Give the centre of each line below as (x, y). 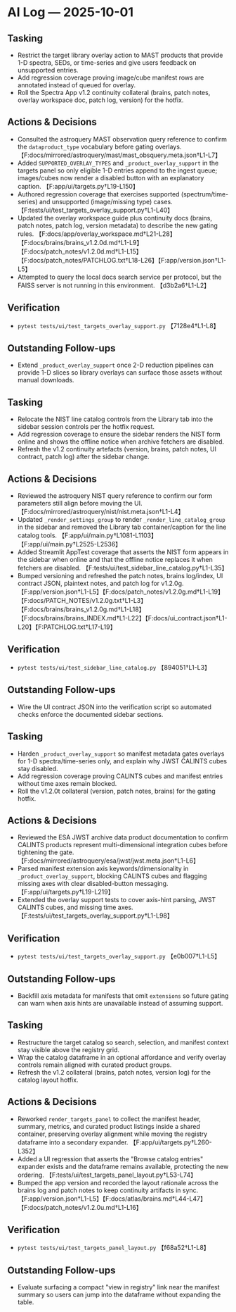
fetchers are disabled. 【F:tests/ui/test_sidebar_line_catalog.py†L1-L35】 (123, 568)
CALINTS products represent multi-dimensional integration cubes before (123, 845)
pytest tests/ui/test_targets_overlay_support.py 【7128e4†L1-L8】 (118, 325)
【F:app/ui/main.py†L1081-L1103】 (108, 535)
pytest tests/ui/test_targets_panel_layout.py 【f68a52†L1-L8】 (113, 1248)
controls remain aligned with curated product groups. (94, 1065)
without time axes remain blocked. (67, 783)
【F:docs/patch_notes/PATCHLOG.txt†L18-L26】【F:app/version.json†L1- (122, 260)
